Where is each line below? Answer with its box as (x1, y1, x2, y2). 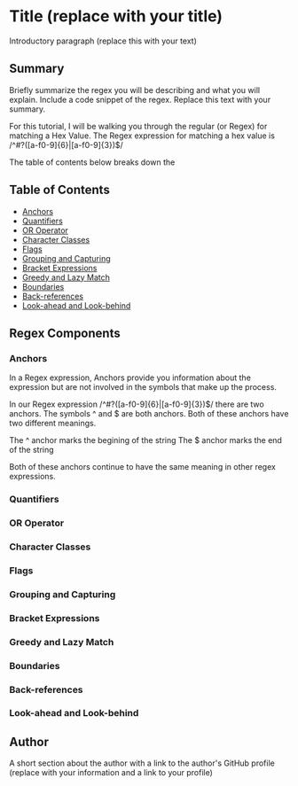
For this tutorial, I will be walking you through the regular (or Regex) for (9, 121, 268, 131)
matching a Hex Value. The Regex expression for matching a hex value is (9, 130, 275, 141)
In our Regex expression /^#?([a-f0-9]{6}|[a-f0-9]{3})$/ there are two (9, 399, 264, 409)
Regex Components (9, 325, 122, 340)
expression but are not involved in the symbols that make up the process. (9, 382, 278, 393)
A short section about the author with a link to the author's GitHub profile (9, 758, 275, 768)
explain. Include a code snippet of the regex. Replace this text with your (9, 94, 271, 105)
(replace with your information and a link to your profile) (9, 767, 213, 778)
